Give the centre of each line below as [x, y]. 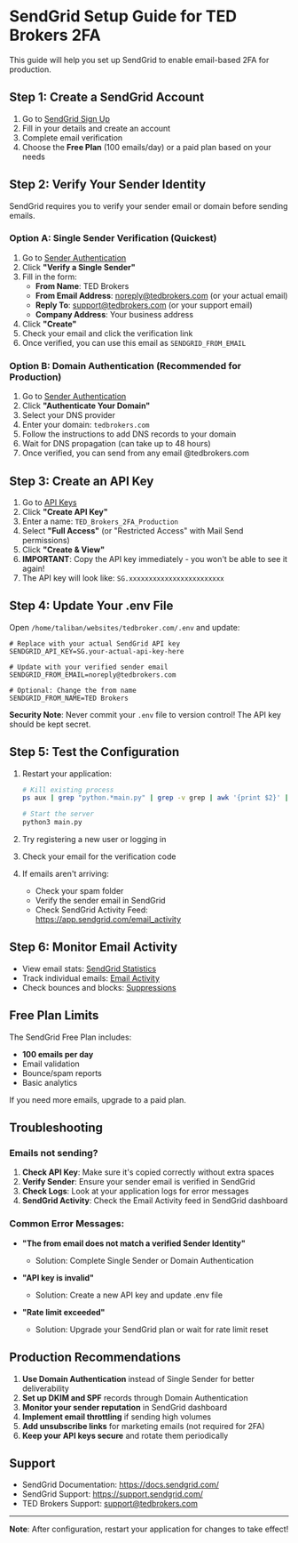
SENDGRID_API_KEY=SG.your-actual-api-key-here [97, 651]
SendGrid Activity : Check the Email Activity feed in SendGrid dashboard [155, 1201]
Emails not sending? [54, 1153]
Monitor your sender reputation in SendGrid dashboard [125, 1407]
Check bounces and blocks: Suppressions [99, 987]
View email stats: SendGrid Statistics [89, 968]
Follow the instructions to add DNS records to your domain [129, 434]
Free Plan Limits [54, 1016]
